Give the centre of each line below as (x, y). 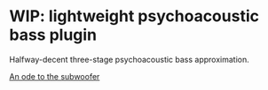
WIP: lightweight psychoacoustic (134, 16)
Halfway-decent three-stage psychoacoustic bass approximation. (130, 59)
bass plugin (53, 35)
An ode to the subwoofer (55, 76)
